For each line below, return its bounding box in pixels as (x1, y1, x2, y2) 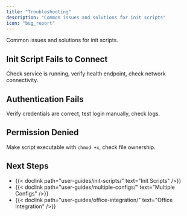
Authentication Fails (6, 94, 84, 104)
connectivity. (6, 77, 39, 84)
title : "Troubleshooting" (6, 8, 71, 15)
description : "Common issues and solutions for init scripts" (6, 14, 166, 21)
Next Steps (6, 161, 49, 171)
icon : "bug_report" (6, 20, 55, 26)
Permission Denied (6, 127, 79, 138)
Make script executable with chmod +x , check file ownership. (6, 143, 156, 151)
